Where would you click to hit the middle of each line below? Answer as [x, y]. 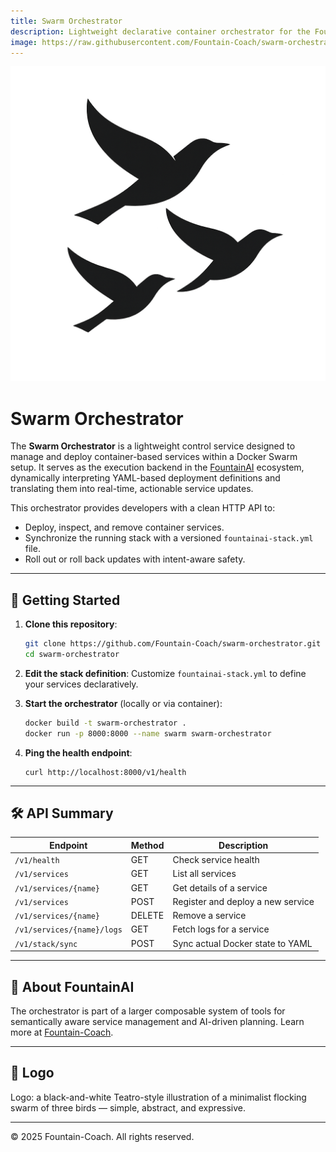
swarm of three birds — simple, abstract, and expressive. [128, 1107]
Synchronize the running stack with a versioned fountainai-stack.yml [169, 538]
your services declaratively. [81, 684]
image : [24, 42]
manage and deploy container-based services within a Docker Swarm [154, 457]
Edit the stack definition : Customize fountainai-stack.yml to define [165, 673]
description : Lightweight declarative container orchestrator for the [160, 31]
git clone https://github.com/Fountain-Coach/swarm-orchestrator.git [173, 644]
